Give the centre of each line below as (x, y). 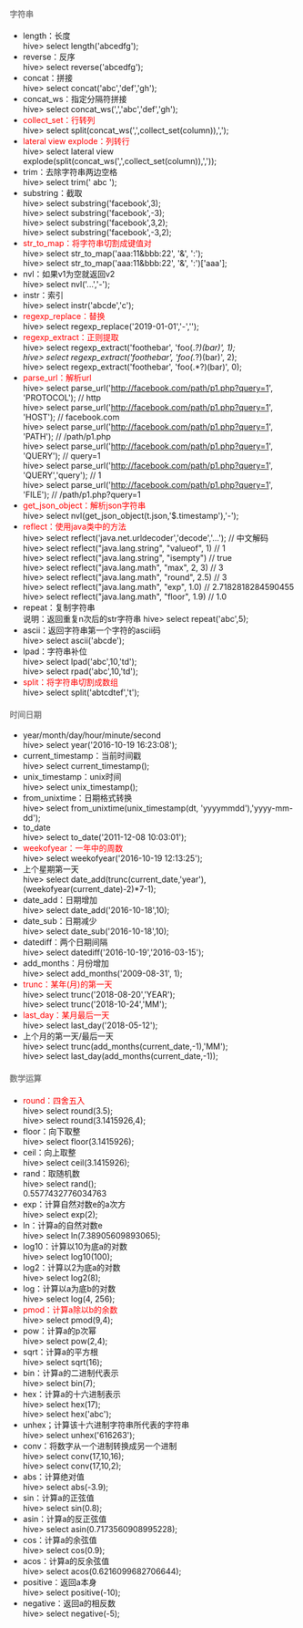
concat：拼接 (48, 78)
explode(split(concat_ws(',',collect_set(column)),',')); (119, 161)
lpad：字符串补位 (55, 651)
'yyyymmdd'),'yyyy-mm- (247, 808)
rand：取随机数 (51, 1173)
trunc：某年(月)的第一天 (67, 984)
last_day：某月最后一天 (66, 1015)
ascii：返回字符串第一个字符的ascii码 (91, 630)
